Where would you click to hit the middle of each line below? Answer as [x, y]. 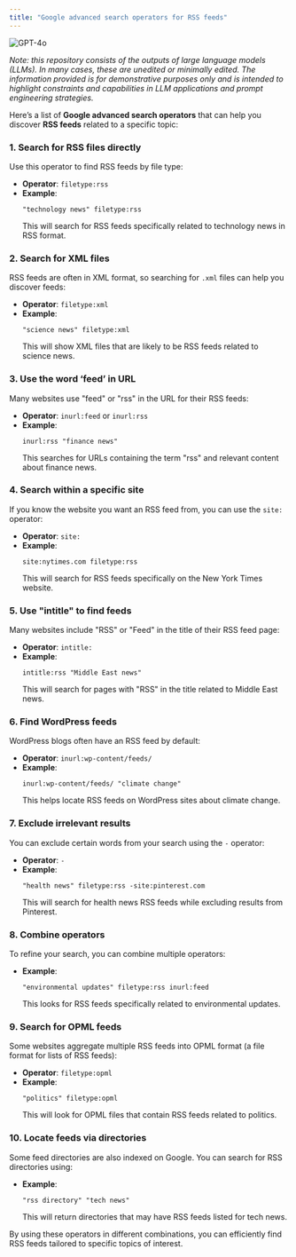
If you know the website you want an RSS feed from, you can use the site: [146, 509]
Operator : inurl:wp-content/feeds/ [87, 758]
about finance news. [59, 467]
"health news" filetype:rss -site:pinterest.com [113, 885]
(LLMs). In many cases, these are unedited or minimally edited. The [132, 69]
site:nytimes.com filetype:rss [80, 561]
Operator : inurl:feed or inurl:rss [85, 415]
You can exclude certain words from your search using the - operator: [137, 842]
